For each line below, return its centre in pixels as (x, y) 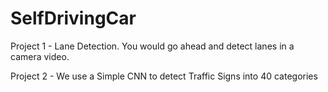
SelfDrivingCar (73, 18)
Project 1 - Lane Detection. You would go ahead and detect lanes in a (152, 46)
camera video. (40, 56)
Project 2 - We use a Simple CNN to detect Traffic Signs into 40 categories (164, 76)
